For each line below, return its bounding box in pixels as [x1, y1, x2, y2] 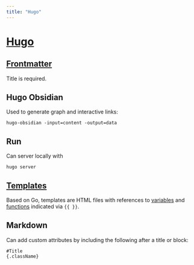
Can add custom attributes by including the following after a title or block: [6, 236, 189, 243]
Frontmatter [6, 59, 52, 69]
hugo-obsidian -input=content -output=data [6, 120, 117, 126]
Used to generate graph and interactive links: [6, 108, 119, 115]
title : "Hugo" [6, 8, 42, 15]
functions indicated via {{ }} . [6, 203, 80, 210]
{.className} [6, 253, 39, 260]
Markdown [6, 220, 48, 231]
